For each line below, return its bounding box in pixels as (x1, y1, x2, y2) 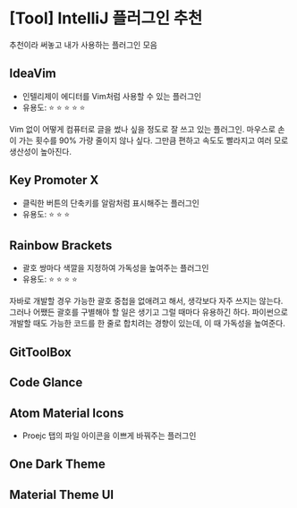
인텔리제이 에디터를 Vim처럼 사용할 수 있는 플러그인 (21, 90, 202, 101)
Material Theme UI (9, 487, 115, 502)
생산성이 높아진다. (9, 146, 72, 157)
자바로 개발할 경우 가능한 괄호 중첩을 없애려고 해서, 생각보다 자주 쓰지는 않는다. (9, 296, 284, 307)
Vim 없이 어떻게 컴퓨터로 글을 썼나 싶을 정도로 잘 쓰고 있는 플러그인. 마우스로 (9, 123, 276, 134)
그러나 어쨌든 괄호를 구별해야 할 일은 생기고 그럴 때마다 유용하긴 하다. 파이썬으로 (9, 307, 289, 317)
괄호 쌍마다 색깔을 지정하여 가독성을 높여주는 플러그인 (21, 263, 209, 274)
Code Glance (9, 375, 83, 390)
